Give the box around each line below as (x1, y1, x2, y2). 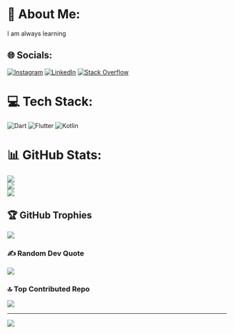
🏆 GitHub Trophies (7, 209, 93, 221)
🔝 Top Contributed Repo (7, 284, 91, 294)
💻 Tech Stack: (7, 93, 93, 109)
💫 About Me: (7, 6, 81, 22)
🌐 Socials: (7, 49, 53, 61)
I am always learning (7, 29, 66, 38)
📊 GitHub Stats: (7, 147, 102, 163)
